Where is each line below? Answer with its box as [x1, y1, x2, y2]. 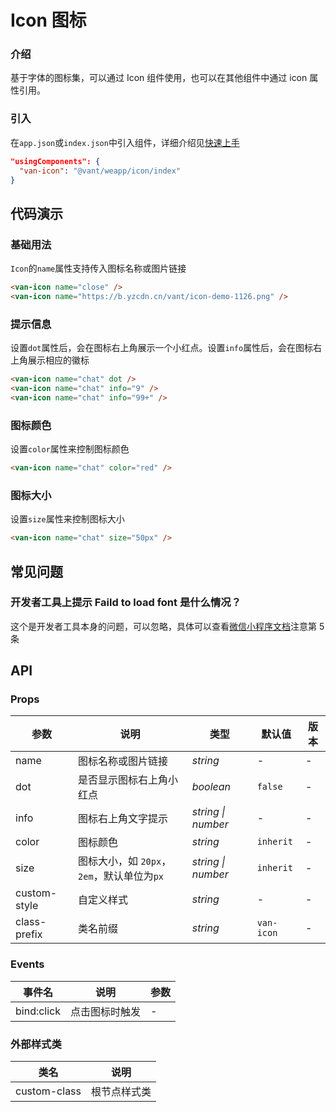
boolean [191, 780, 232, 794]
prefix [15, 927, 43, 941]
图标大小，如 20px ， [78, 854, 172, 868]
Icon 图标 [10, 9, 87, 32]
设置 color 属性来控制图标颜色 [10, 443, 130, 455]
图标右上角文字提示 [78, 812, 169, 826]
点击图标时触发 [70, 1004, 142, 1018]
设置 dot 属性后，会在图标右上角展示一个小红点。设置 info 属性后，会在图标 [10, 342, 314, 354]
